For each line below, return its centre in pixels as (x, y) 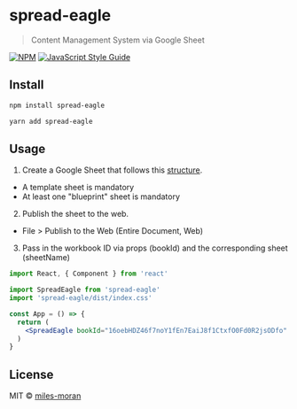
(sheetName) (46, 258)
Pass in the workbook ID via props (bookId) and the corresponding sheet (155, 248)
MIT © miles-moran (45, 396)
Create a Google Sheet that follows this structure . (112, 170)
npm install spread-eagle (57, 105)
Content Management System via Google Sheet (118, 40)
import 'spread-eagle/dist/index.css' (81, 298)
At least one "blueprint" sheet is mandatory (101, 197)
